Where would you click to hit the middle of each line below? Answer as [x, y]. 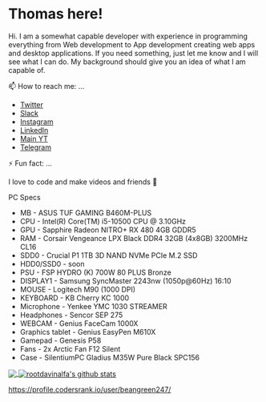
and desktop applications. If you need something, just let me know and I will [133, 53]
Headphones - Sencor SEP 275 [71, 315]
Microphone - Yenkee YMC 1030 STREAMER [94, 306]
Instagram [36, 122]
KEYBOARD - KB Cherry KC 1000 [75, 298]
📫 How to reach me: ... [46, 86]
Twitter [32, 104]
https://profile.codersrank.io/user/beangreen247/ [90, 389]
